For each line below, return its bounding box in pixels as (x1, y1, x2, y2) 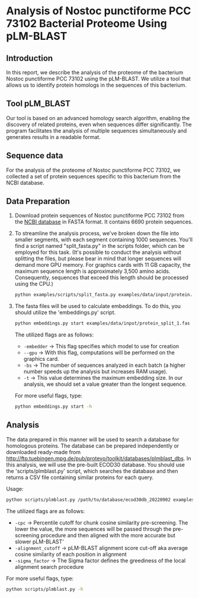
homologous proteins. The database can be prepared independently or (6, 442, 179, 449)
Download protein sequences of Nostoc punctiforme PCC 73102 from (14, 212, 185, 219)
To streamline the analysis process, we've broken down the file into (14, 230, 179, 237)
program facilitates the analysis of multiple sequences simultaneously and (6, 127, 187, 134)
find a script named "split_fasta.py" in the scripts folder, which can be (14, 243, 185, 250)
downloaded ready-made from (6, 448, 81, 455)
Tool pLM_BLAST (6, 99, 71, 109)
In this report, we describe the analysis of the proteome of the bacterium (6, 69, 184, 75)
